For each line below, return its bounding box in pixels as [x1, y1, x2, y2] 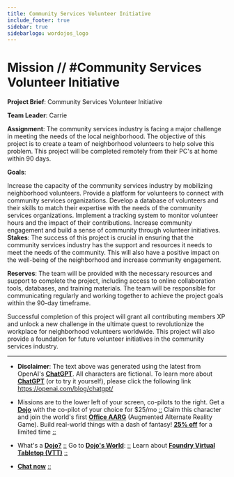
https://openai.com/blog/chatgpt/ [17, 385, 114, 393]
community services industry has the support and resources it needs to [7, 241, 212, 249]
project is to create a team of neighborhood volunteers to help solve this [7, 140, 214, 148]
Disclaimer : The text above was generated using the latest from [17, 362, 201, 371]
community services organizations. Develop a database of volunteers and [7, 196, 219, 205]
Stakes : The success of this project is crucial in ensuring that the [7, 233, 194, 242]
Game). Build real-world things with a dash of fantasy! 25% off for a [17, 420, 212, 429]
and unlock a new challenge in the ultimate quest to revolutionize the [7, 320, 205, 328]
